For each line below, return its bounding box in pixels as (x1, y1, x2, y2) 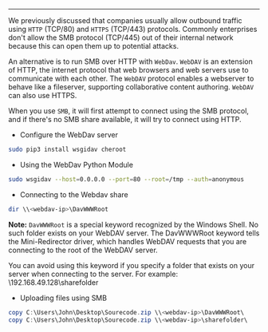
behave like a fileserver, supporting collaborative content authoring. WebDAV (8, 82, 254, 92)
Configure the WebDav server (19, 130, 118, 140)
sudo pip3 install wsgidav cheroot (8, 145, 127, 153)
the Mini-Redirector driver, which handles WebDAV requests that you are (8, 236, 247, 246)
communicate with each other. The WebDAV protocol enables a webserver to (8, 73, 254, 83)
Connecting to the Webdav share (19, 189, 129, 200)
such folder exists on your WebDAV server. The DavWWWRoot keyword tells (8, 228, 260, 238)
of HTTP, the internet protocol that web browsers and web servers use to (8, 65, 249, 74)
